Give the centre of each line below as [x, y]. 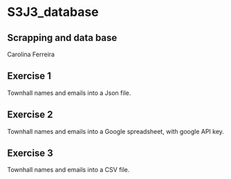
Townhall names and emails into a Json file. [69, 93]
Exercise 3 [30, 153]
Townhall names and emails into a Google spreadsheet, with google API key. [116, 131]
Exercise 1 [29, 76]
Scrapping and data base [62, 38]
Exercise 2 [30, 115]
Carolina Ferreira [31, 54]
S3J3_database [53, 12]
